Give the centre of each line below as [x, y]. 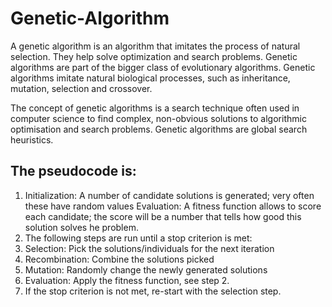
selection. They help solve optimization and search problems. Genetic [154, 56]
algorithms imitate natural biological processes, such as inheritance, [150, 78]
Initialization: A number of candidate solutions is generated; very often [169, 195]
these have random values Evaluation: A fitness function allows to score [173, 206]
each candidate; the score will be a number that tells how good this [163, 216]
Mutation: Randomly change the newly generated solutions [146, 269]
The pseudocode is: [73, 171]
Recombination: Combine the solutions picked [119, 259]
